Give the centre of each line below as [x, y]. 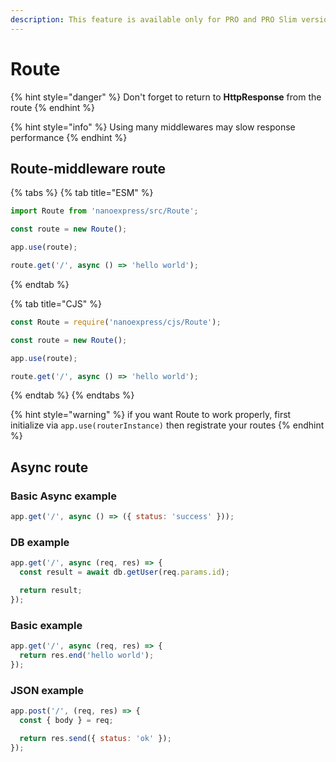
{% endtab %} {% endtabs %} [72, 395]
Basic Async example [63, 496]
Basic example [46, 625]
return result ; [51, 590]
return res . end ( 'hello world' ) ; [87, 655]
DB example [40, 542]
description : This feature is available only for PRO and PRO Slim [154, 19]
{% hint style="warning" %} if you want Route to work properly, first [151, 415]
